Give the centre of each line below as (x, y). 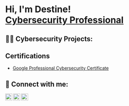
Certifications (28, 56)
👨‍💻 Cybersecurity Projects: (49, 39)
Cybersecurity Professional (64, 20)
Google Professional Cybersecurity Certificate (60, 68)
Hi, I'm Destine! (38, 9)
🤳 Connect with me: (37, 84)
